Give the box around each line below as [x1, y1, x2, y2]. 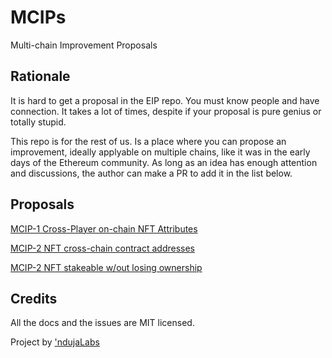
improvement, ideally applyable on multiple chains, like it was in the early [10, 146, 311, 158]
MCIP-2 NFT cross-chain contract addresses [10, 242, 195, 254]
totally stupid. [10, 116, 67, 128]
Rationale [10, 68, 71, 85]
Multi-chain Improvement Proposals [10, 39, 158, 51]
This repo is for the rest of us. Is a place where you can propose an [10, 135, 287, 147]
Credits [10, 290, 58, 307]
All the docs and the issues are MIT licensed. [10, 317, 195, 329]
